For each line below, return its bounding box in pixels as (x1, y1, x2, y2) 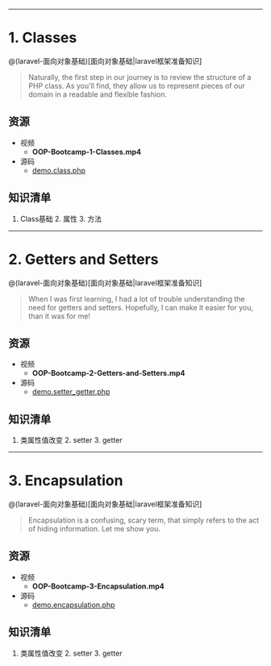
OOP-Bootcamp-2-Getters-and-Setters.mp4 (31, 368, 186, 378)
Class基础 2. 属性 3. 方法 (19, 214, 102, 223)
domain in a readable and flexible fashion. (27, 89, 168, 99)
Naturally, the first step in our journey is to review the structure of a (27, 72, 252, 81)
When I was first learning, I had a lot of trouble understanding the (27, 293, 245, 303)
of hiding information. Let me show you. (27, 524, 161, 534)
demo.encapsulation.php (31, 600, 115, 610)
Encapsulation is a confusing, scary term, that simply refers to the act (27, 515, 260, 525)
